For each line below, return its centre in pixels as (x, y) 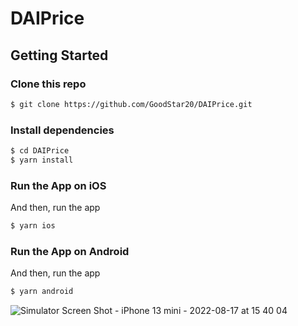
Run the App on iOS (58, 185)
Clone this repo (48, 84)
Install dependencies (62, 130)
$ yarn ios (33, 226)
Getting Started (59, 55)
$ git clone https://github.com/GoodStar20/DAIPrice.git (131, 104)
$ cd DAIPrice (40, 151)
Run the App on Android (70, 251)
